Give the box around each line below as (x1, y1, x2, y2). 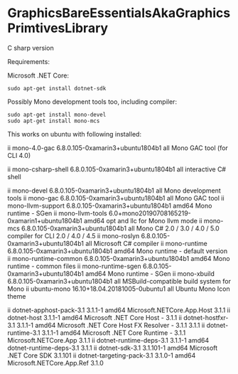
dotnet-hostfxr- (183, 313, 229, 321)
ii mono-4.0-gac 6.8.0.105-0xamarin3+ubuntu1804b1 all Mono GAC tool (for (7, 144, 229, 152)
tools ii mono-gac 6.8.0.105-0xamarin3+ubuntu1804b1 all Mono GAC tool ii (7, 193, 225, 202)
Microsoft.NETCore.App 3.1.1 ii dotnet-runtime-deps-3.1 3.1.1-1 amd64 (7, 336, 210, 344)
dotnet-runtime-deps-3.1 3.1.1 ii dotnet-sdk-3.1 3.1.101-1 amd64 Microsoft (7, 343, 218, 352)
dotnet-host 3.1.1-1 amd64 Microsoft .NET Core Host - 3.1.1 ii (7, 313, 183, 321)
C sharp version (7, 43, 55, 52)
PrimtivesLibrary (7, 20, 109, 36)
